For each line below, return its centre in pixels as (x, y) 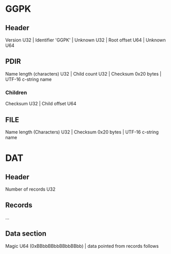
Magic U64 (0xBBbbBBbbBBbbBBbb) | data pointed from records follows (82, 246)
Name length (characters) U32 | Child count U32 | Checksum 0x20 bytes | (83, 74)
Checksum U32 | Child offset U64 (41, 104)
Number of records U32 (30, 189)
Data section (26, 234)
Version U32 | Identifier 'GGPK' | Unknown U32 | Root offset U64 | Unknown (86, 40)
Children (16, 93)
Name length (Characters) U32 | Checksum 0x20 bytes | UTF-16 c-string (82, 132)
